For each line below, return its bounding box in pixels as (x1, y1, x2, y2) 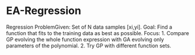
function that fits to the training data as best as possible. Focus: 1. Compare (6, 29, 190, 36)
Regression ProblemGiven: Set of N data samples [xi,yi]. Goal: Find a (6, 23, 173, 30)
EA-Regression (6, 4, 81, 18)
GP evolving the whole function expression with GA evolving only (6, 36, 164, 43)
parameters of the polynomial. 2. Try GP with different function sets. (6, 42, 171, 49)
